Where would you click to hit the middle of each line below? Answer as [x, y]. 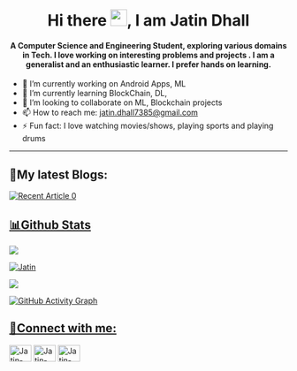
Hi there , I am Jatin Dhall [148, 21]
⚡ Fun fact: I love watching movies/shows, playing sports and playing [148, 126]
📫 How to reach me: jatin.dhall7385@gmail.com [110, 113]
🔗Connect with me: [63, 328]
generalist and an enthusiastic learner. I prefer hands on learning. [148, 64]
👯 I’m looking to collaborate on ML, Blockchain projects [122, 102]
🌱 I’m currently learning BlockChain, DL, [95, 94]
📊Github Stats [50, 225]
